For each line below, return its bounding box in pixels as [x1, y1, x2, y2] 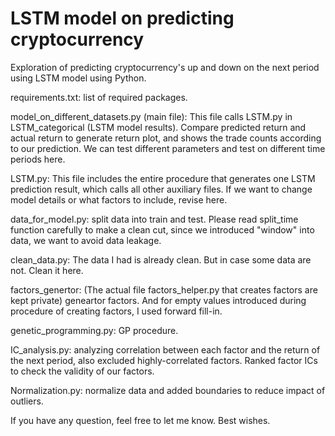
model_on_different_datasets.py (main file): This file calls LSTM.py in [10, 110, 293, 122]
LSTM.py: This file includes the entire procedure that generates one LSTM [10, 172, 316, 184]
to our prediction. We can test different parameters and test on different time [10, 142, 326, 154]
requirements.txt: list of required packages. [10, 91, 188, 103]
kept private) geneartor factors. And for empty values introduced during [10, 294, 307, 306]
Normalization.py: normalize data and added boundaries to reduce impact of [10, 384, 326, 396]
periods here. [10, 153, 66, 165]
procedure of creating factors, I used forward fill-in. [10, 305, 223, 317]
